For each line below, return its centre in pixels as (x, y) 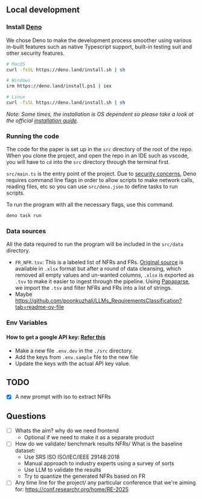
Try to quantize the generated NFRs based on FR (85, 476)
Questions (26, 416)
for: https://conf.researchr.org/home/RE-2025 (72, 489)
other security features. (36, 53)
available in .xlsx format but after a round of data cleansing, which (98, 269)
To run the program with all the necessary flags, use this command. (90, 205)
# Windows (19, 81)
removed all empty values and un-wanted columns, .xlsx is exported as (104, 275)
